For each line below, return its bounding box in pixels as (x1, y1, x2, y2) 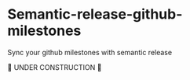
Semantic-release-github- (7, 5, 183, 23)
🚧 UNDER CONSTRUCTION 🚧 (7, 62, 102, 71)
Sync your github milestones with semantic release (7, 47, 173, 57)
